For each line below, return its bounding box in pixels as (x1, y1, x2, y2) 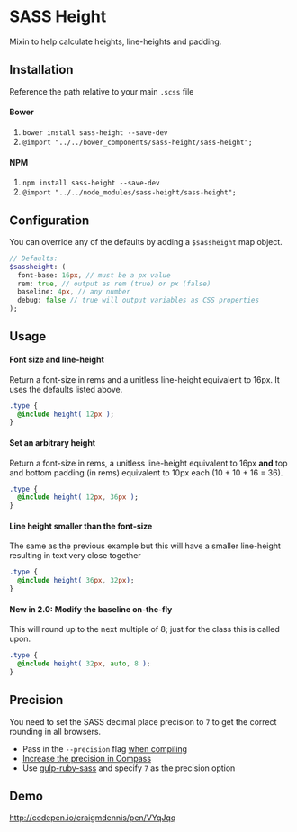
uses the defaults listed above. (9, 384, 123, 394)
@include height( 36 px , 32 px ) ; (17, 576, 135, 585)
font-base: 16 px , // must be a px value (17, 270, 171, 280)
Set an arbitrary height (9, 437, 96, 448)
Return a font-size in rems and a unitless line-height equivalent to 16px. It (9, 374, 281, 384)
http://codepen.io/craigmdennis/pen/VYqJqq (9, 812, 176, 823)
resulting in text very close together (9, 550, 141, 561)
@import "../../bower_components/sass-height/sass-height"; (22, 138, 253, 147)
